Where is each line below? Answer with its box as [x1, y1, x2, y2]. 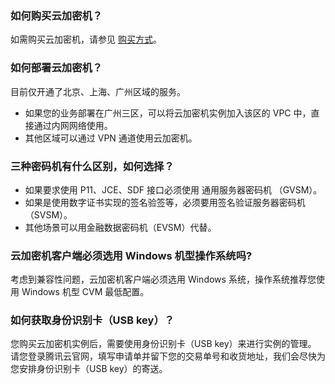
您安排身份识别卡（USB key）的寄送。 [10, 363, 168, 375]
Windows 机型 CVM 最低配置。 [21, 286, 150, 298]
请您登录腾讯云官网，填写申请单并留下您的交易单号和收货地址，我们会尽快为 [10, 350, 326, 362]
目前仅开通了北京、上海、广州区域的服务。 [10, 85, 186, 97]
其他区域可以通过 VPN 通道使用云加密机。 [24, 132, 198, 144]
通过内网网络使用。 [33, 119, 113, 131]
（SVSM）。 [24, 208, 73, 221]
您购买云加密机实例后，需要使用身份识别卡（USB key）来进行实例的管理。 [10, 338, 317, 350]
